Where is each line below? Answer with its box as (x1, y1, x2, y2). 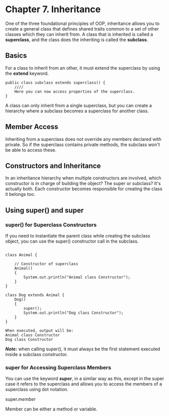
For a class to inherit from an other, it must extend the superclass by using (5, 65, 160, 71)
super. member (5, 396, 36, 402)
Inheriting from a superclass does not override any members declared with (5, 136, 161, 142)
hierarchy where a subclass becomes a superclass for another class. (5, 108, 149, 114)
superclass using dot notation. (5, 387, 69, 393)
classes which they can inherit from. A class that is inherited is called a (5, 31, 153, 37)
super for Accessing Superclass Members (5, 364, 112, 371)
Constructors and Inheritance (5, 161, 101, 170)
